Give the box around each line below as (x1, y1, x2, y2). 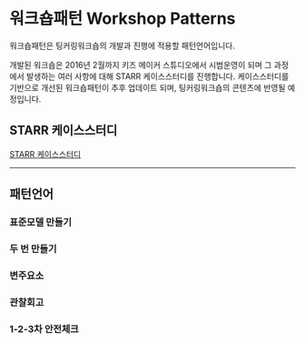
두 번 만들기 (9, 242, 57, 255)
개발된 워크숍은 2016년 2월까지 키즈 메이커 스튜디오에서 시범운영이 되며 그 (9, 59, 272, 70)
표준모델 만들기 (9, 216, 73, 228)
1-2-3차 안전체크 (9, 322, 79, 335)
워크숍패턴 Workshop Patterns (9, 8, 236, 29)
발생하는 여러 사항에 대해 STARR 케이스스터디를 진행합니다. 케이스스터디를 (25, 70, 290, 82)
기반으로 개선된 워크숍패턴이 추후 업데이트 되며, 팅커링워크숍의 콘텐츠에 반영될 (9, 82, 286, 93)
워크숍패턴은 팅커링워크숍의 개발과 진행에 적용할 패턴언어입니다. (9, 40, 236, 51)
